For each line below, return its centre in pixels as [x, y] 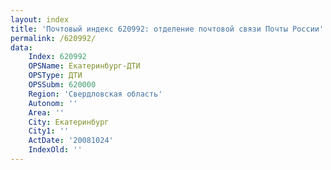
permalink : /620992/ [53, 38]
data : [21, 47]
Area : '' [46, 112]
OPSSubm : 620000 [62, 85]
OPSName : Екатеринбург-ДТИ [84, 66]
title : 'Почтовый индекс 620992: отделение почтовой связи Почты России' [167, 29]
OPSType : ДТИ [55, 76]
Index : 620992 [57, 57]
